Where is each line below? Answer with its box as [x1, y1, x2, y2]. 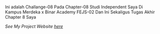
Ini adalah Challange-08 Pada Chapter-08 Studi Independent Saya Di [5, 4, 143, 10]
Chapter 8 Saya [5, 14, 36, 20]
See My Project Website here [5, 23, 63, 29]
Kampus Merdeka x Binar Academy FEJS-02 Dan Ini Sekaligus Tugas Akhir [5, 9, 155, 15]
